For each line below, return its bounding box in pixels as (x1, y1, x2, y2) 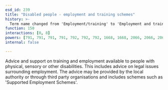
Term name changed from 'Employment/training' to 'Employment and (9, 21, 151, 26)
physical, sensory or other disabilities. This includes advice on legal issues (5, 63, 159, 69)
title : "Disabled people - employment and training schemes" (5, 12, 135, 17)
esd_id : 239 (5, 7, 30, 12)
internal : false (5, 40, 39, 45)
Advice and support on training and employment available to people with (5, 58, 155, 64)
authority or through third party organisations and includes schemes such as (5, 73, 163, 80)
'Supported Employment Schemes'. (5, 79, 78, 85)
